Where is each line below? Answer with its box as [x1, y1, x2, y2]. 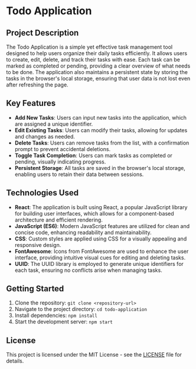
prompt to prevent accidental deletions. [14, 145, 111, 152]
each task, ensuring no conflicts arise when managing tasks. [14, 267, 162, 274]
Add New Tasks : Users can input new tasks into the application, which [14, 114, 187, 121]
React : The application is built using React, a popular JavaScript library [14, 203, 188, 211]
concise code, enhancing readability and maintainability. [14, 229, 152, 236]
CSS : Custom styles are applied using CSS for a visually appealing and [14, 235, 187, 242]
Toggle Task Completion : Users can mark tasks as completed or [14, 152, 173, 159]
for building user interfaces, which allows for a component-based [14, 210, 174, 217]
